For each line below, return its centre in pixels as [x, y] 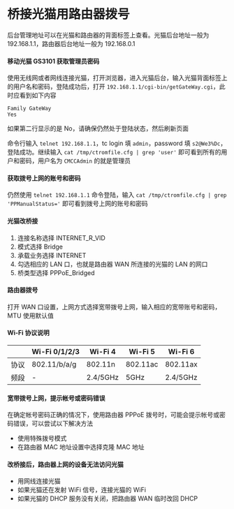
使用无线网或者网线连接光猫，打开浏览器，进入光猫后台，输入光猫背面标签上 [117, 78]
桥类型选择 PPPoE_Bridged [56, 272]
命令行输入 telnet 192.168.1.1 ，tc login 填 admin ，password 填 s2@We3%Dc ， [117, 143]
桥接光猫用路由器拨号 [69, 14]
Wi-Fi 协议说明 [29, 333]
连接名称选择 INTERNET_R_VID [61, 237]
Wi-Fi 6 [181, 351]
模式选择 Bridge [40, 246]
